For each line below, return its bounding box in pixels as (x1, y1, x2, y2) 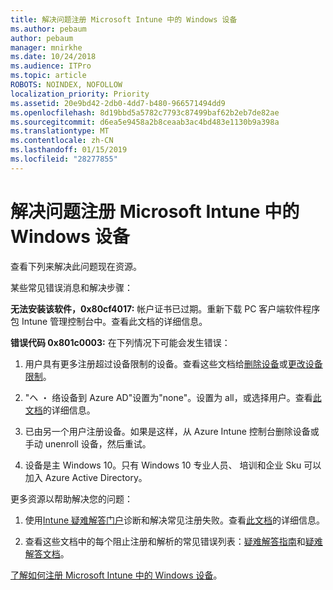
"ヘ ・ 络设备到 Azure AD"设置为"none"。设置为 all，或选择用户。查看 (24, 391, 313, 403)
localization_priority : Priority (10, 89, 150, 99)
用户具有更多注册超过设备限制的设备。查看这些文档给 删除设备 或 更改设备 (24, 357, 323, 370)
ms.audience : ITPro (10, 61, 92, 71)
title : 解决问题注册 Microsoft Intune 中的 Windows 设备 (10, 14, 238, 25)
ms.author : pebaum (10, 24, 87, 34)
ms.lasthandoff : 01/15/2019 (10, 145, 128, 155)
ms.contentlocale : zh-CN (10, 136, 114, 146)
